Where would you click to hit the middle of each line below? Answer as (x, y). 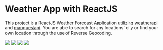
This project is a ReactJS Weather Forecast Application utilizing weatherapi (81, 23)
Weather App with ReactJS (61, 9)
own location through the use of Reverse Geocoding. (59, 33)
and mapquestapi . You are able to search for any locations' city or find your (82, 27)
